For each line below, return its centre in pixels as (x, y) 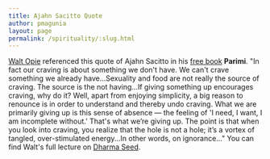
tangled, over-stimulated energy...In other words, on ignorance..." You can (131, 139)
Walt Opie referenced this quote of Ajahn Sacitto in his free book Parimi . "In (134, 61)
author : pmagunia (37, 23)
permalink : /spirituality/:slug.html (72, 38)
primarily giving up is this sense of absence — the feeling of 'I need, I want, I (135, 113)
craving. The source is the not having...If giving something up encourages (131, 87)
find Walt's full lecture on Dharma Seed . (75, 147)
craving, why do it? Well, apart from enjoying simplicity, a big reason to (126, 96)
